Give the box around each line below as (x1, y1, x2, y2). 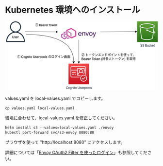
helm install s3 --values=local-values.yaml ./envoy (5, 125, 114, 130)
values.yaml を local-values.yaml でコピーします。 (5, 95, 106, 101)
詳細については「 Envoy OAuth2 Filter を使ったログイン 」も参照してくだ (5, 149, 148, 156)
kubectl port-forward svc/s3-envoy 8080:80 (5, 130, 95, 135)
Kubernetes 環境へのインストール (5, 4, 141, 16)
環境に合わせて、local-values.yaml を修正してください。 (5, 115, 118, 121)
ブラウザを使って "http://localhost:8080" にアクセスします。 (5, 139, 125, 145)
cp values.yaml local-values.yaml (5, 106, 75, 111)
